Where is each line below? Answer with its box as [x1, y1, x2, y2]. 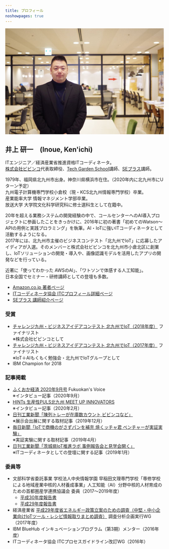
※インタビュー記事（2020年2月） [12, 405, 82, 411]
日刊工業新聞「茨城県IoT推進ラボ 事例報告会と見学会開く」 [12, 443, 135, 449]
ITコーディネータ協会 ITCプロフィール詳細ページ [12, 290, 113, 297]
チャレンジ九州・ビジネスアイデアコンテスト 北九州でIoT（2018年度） [12, 323, 158, 329]
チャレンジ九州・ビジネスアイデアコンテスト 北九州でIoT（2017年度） [12, 342, 157, 348]
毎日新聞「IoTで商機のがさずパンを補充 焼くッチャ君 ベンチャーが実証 [12, 424, 158, 431]
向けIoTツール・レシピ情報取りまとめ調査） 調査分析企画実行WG [17, 513, 152, 519]
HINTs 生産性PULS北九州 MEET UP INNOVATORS [12, 399, 115, 405]
